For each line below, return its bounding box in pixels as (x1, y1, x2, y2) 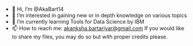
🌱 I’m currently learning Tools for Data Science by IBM (11, 18, 144, 25)
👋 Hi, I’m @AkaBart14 (11, 6, 64, 12)
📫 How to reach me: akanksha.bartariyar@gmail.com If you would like (11, 25, 185, 32)
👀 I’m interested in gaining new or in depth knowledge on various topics (11, 12, 187, 19)
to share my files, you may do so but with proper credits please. (11, 33, 168, 40)
